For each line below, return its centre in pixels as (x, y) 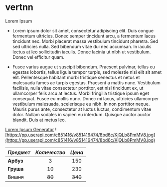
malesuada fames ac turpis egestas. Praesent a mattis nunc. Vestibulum (86, 83)
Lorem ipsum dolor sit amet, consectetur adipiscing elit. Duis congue (83, 30)
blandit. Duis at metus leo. (39, 120)
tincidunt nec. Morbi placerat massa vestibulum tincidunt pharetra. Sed (85, 41)
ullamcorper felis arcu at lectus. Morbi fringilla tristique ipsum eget (81, 93)
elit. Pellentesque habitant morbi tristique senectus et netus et (76, 77)
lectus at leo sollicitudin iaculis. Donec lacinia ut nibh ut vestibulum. (82, 52)
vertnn (19, 7)
